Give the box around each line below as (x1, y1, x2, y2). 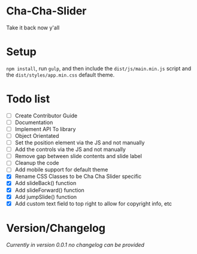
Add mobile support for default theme (14, 166, 108, 173)
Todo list (6, 92, 50, 106)
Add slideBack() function (14, 180, 77, 187)
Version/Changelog (6, 221, 106, 235)
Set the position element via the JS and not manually (14, 139, 145, 146)
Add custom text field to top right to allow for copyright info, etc (14, 199, 172, 207)
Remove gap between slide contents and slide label (14, 153, 143, 160)
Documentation (14, 119, 53, 126)
